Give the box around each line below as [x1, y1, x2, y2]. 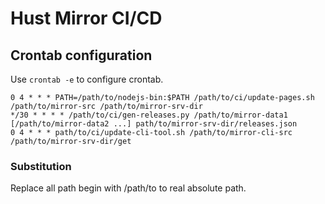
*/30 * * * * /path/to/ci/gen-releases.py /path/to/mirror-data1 [10, 110, 288, 120]
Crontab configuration [10, 47, 153, 64]
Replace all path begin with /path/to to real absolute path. [10, 182, 247, 194]
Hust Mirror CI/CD [10, 7, 163, 30]
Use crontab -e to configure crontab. [10, 73, 164, 85]
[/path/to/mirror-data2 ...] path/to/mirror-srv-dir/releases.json [10, 119, 298, 129]
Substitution [10, 159, 72, 173]
